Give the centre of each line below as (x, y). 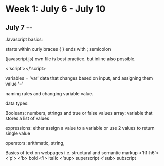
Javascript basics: (24, 39)
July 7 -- (19, 27)
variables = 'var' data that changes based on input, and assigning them (79, 78)
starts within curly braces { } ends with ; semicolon (58, 49)
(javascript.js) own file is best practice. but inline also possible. (70, 59)
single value (18, 133)
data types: (17, 103)
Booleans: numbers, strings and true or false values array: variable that (79, 113)
